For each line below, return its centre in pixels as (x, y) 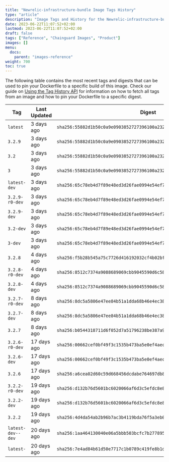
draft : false (19, 33)
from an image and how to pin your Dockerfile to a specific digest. (74, 97)
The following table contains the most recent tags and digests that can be (81, 81)
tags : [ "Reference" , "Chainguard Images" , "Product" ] (63, 38)
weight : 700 (18, 62)
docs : (16, 52)
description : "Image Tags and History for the (55, 19)
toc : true (16, 66)
